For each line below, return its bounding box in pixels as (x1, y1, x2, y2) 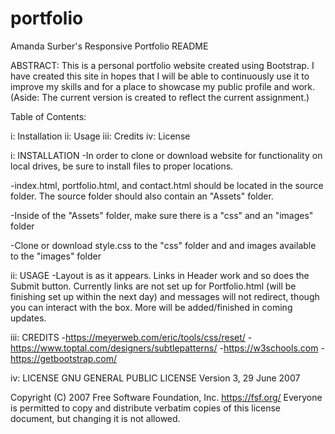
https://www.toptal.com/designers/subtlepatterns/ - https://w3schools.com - (10, 342, 325, 354)
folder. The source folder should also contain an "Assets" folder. (10, 190, 274, 202)
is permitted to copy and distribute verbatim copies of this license (10, 402, 282, 414)
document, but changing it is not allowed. (10, 412, 181, 424)
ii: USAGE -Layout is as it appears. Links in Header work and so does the (10, 269, 310, 281)
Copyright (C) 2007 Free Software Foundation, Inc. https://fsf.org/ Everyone (10, 391, 323, 403)
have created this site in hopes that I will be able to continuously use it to (10, 70, 310, 82)
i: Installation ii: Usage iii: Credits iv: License (10, 130, 191, 142)
